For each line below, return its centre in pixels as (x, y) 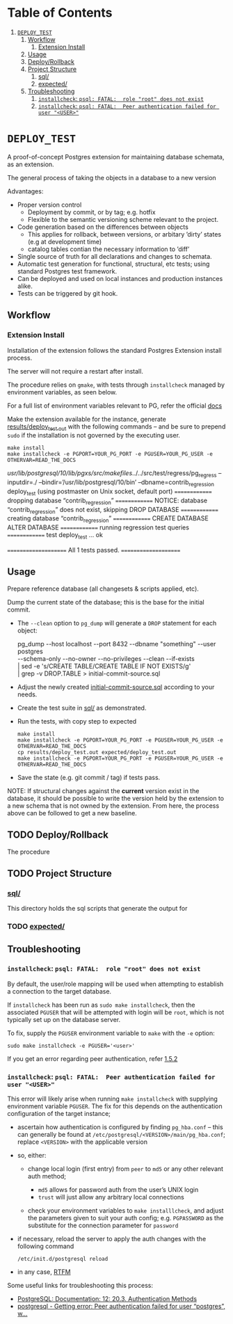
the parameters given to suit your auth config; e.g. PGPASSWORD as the (126, 1218)
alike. (25, 286)
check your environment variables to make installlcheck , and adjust (126, 1211)
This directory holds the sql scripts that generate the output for (97, 909)
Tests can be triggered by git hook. (67, 293)
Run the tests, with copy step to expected (77, 721)
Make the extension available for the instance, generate (87, 419)
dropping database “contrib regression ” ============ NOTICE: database (107, 501)
